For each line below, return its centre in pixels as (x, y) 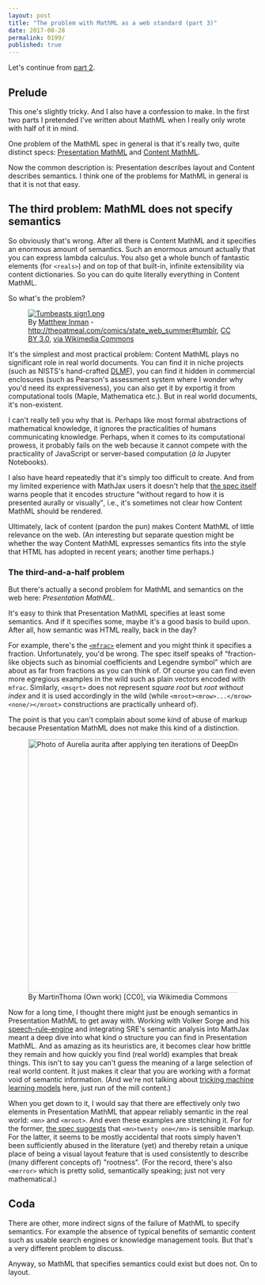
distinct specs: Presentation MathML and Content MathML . (104, 152)
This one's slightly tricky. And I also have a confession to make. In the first (129, 111)
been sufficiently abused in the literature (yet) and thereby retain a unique (129, 1146)
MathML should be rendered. (55, 511)
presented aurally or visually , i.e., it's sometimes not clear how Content (125, 502)
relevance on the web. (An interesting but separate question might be (121, 535)
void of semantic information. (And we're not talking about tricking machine (131, 1080)
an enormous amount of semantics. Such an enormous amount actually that (132, 249)
